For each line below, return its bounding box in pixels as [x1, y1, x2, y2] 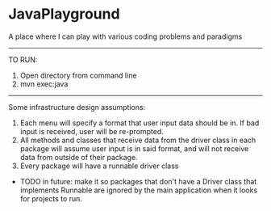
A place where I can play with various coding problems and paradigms [8, 32, 243, 41]
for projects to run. [19, 193, 83, 203]
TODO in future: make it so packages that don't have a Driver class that [19, 176, 257, 186]
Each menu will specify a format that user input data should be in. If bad [19, 118, 260, 128]
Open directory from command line [19, 70, 137, 80]
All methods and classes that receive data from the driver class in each [19, 135, 256, 145]
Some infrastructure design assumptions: [8, 102, 146, 112]
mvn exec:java [19, 78, 69, 89]
